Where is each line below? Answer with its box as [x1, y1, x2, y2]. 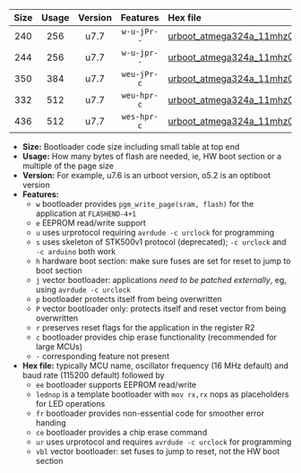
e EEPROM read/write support [35, 218, 146, 228]
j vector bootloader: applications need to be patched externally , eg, [35, 275, 287, 285]
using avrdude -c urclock [35, 284, 132, 295]
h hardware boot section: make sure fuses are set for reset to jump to [35, 255, 291, 266]
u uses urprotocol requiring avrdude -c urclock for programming [35, 228, 275, 237]
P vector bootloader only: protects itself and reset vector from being [35, 304, 287, 314]
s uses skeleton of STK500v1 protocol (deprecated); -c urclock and [35, 236, 287, 247]
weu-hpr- [121, 90, 159, 100]
